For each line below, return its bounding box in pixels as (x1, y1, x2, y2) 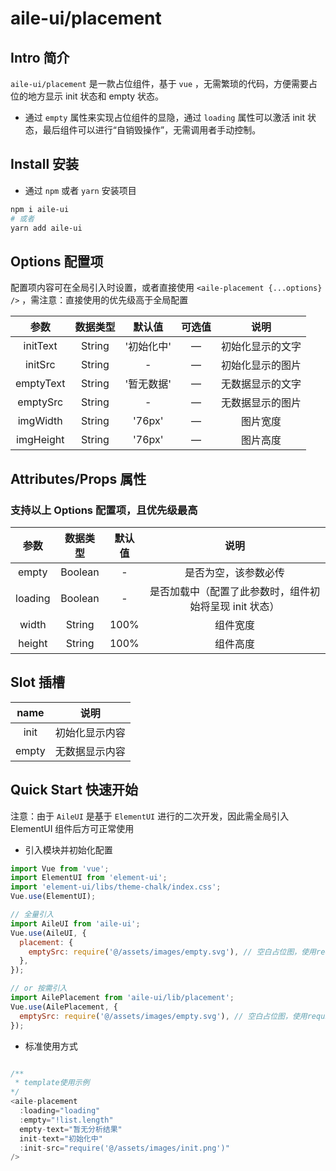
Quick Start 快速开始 (10, 782, 138, 799)
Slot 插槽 (10, 674, 65, 691)
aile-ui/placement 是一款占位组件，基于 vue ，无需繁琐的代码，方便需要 (10, 78, 309, 89)
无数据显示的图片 (221, 396, 302, 410)
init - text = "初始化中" (19, 1133, 103, 1144)
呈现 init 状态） (209, 599, 280, 613)
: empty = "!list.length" (19, 1115, 114, 1125)
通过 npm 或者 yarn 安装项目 (24, 184, 137, 196)
